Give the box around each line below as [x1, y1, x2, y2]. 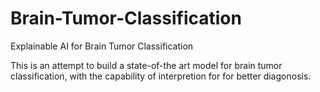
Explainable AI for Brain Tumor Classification [10, 40, 194, 52]
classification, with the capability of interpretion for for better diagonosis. [10, 70, 312, 82]
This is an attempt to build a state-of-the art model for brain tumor [10, 59, 283, 71]
